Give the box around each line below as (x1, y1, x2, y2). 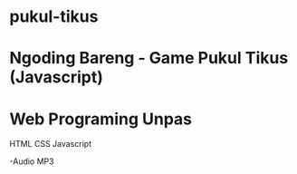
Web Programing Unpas (9, 109, 193, 129)
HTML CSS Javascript (9, 139, 92, 150)
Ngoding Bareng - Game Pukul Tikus (9, 48, 289, 69)
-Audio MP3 (9, 156, 54, 167)
